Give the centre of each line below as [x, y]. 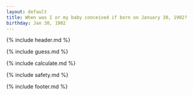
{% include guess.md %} [37, 52]
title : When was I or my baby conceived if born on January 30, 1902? [97, 17]
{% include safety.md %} [37, 75]
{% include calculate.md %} [41, 63]
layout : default [27, 12]
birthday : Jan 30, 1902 [36, 23]
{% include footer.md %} [37, 87]
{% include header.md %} [38, 40]
